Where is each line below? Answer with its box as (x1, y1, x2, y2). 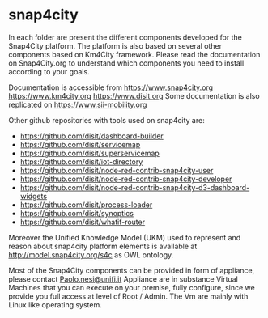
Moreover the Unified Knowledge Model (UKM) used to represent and (8, 232, 241, 242)
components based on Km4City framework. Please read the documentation (8, 49, 261, 59)
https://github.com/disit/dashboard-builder (19, 131, 164, 141)
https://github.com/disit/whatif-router (19, 217, 146, 227)
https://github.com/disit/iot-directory (19, 156, 143, 167)
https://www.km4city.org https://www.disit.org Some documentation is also (8, 91, 261, 100)
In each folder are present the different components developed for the (8, 32, 243, 42)
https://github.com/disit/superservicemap (19, 148, 160, 158)
